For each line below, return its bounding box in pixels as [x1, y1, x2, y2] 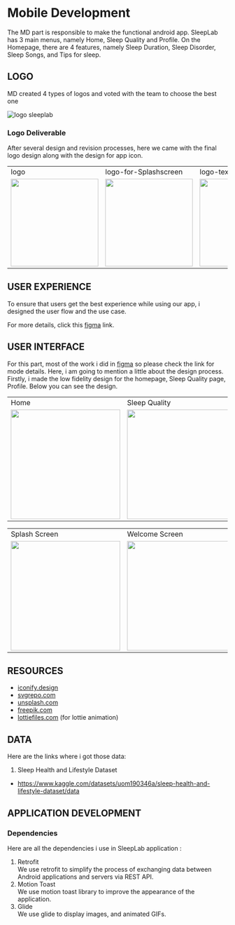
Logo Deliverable [7, 128, 66, 137]
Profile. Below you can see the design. [7, 382, 118, 390]
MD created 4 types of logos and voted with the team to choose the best [7, 89, 217, 97]
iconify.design [17, 683, 59, 692]
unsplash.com [17, 699, 58, 707]
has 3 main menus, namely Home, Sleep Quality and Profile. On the [7, 35, 201, 43]
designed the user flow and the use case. [7, 307, 127, 315]
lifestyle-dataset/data [17, 787, 80, 795]
